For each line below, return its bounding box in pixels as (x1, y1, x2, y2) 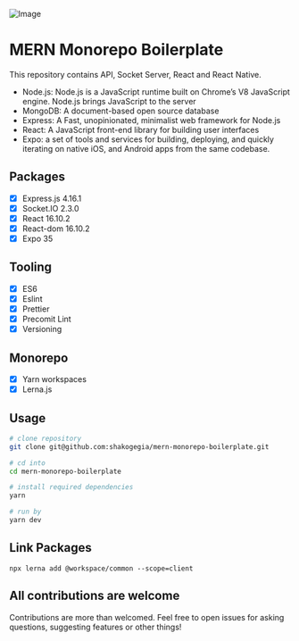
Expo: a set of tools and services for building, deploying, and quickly (21, 134, 275, 145)
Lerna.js (21, 384, 53, 395)
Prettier (21, 304, 50, 314)
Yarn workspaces (21, 374, 87, 384)
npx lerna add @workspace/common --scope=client (9, 563, 194, 573)
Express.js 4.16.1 (21, 193, 82, 204)
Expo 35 (21, 233, 54, 244)
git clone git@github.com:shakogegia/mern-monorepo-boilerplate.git (9, 442, 270, 451)
